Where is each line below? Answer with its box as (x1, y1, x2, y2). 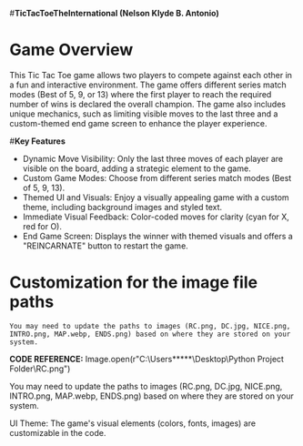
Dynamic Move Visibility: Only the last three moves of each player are (22, 153, 284, 164)
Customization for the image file (9, 272, 258, 293)
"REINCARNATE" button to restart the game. (22, 240, 188, 251)
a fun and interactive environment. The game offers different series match (9, 79, 287, 90)
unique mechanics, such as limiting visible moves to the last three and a (9, 108, 278, 119)
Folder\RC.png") (9, 363, 71, 374)
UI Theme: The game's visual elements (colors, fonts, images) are (9, 418, 257, 429)
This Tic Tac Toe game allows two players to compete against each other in (9, 69, 293, 80)
